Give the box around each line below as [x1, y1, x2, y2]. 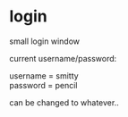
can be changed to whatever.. [9, 96, 119, 108]
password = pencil [9, 79, 78, 90]
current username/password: [9, 53, 117, 63]
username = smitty [9, 70, 79, 81]
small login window [9, 36, 81, 46]
